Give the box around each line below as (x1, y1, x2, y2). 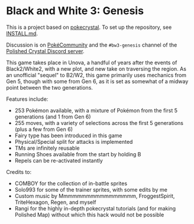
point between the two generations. (6, 84, 93, 91)
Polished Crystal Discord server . (6, 47, 85, 54)
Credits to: (6, 168, 32, 175)
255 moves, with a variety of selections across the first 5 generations (14, 119, 183, 126)
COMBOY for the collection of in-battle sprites (14, 180, 128, 187)
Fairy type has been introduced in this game (14, 131, 122, 139)
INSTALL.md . (6, 29, 38, 37)
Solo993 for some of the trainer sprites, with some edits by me (14, 186, 167, 193)
